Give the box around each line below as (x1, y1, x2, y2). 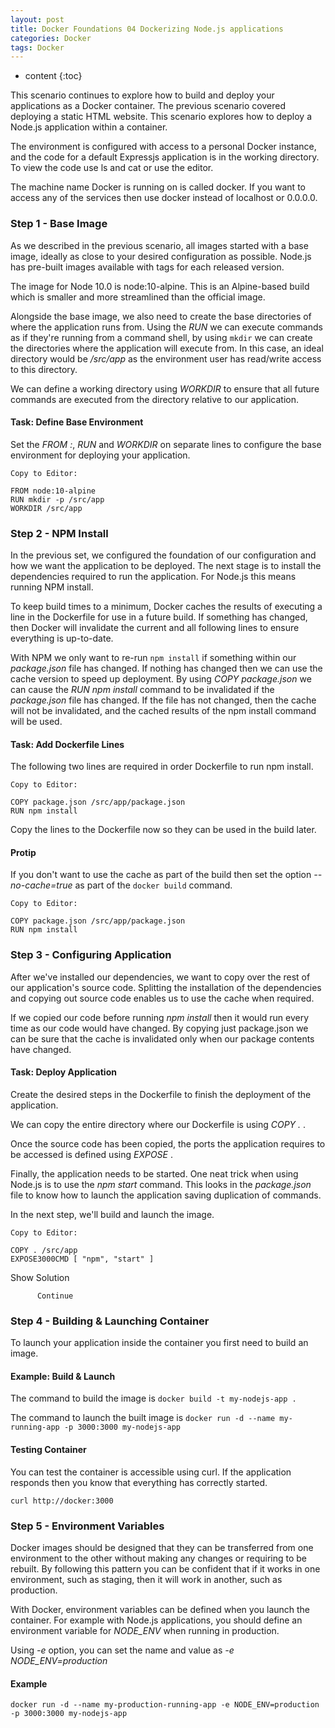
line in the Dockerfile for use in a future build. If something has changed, (10, 611, 308, 623)
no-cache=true (10, 879, 73, 891)
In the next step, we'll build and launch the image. (10, 1208, 215, 1220)
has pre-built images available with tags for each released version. (10, 261, 285, 273)
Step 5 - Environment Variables (10, 1519, 165, 1533)
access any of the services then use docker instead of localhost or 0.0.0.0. (10, 192, 318, 204)
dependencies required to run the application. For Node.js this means (10, 571, 297, 583)
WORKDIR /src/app (10, 503, 83, 513)
